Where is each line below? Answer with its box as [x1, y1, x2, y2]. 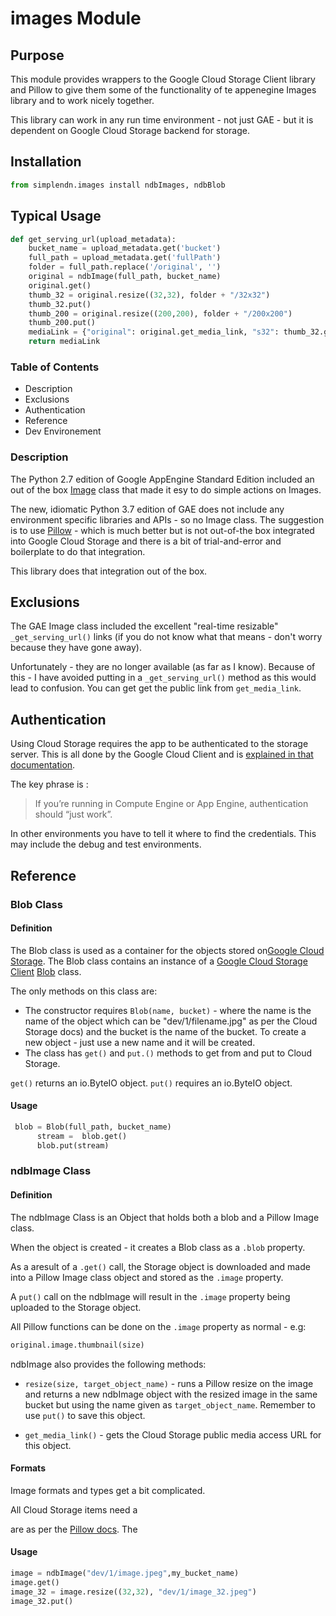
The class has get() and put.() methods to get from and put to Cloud [24, 1047, 313, 1059]
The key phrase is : [10, 778, 89, 791]
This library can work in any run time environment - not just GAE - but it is [10, 114, 314, 126]
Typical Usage [10, 208, 102, 225]
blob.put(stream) [36, 1140, 110, 1151]
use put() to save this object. [24, 1409, 146, 1421]
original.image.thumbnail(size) [10, 1340, 145, 1350]
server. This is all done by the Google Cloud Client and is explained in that [10, 748, 314, 761]
